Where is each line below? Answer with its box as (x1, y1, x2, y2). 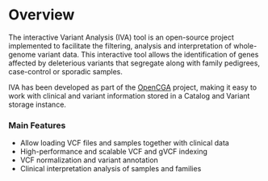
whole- (232, 40, 258, 50)
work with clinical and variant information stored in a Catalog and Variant (8, 90, 250, 100)
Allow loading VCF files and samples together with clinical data (19, 138, 230, 148)
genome (8, 49, 36, 59)
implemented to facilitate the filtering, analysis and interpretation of (8, 40, 232, 50)
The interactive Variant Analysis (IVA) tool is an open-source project (8, 32, 234, 42)
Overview (8, 6, 75, 24)
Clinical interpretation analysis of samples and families (19, 164, 202, 174)
